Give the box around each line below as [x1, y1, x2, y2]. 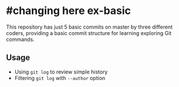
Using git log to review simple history [14, 68, 108, 75]
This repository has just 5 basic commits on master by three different [6, 23, 173, 30]
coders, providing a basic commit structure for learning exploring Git [6, 29, 172, 36]
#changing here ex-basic [6, 4, 131, 18]
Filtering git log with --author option [14, 74, 106, 81]
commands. [6, 36, 35, 43]
